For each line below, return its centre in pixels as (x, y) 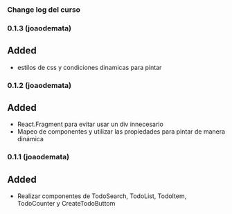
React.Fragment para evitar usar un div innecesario (90, 124)
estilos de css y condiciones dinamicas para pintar (89, 67)
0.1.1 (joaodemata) (38, 157)
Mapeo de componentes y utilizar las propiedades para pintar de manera (121, 132)
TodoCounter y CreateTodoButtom (66, 204)
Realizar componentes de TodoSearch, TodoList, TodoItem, (102, 196)
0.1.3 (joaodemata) (39, 28)
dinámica (30, 139)
